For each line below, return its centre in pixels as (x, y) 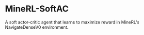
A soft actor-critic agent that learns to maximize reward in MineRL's (72, 22)
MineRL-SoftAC (37, 9)
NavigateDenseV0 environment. (37, 27)
